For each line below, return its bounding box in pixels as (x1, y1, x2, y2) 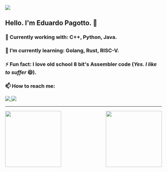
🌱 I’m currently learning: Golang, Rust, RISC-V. (5, 47, 119, 54)
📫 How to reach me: (5, 83, 56, 90)
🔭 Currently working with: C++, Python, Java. (5, 34, 117, 41)
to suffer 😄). (5, 69, 37, 76)
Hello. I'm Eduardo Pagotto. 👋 (5, 19, 97, 27)
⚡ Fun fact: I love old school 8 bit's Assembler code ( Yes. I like (5, 61, 157, 68)
